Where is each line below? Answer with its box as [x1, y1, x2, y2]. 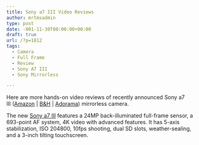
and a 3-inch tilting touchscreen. [6, 132, 89, 139]
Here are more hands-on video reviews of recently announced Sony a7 [6, 94, 185, 101]
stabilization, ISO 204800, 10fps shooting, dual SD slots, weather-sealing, [6, 125, 192, 132]
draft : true [6, 32, 37, 38]
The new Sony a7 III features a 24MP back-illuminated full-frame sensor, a [6, 112, 194, 119]
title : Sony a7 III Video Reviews [6, 9, 95, 15]
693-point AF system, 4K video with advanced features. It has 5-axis [6, 119, 180, 126]
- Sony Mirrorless [12, 72, 59, 78]
